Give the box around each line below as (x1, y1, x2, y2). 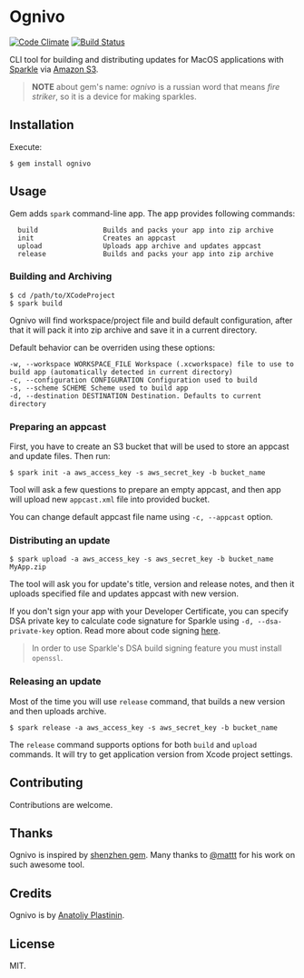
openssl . (31, 653, 64, 664)
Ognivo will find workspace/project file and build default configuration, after (9, 314, 293, 325)
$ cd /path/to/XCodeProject (9, 291, 116, 300)
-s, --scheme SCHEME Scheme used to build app (9, 384, 189, 393)
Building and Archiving (9, 270, 113, 283)
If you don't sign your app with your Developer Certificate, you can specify (9, 606, 289, 617)
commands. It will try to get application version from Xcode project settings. (9, 748, 293, 760)
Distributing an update (9, 534, 111, 547)
